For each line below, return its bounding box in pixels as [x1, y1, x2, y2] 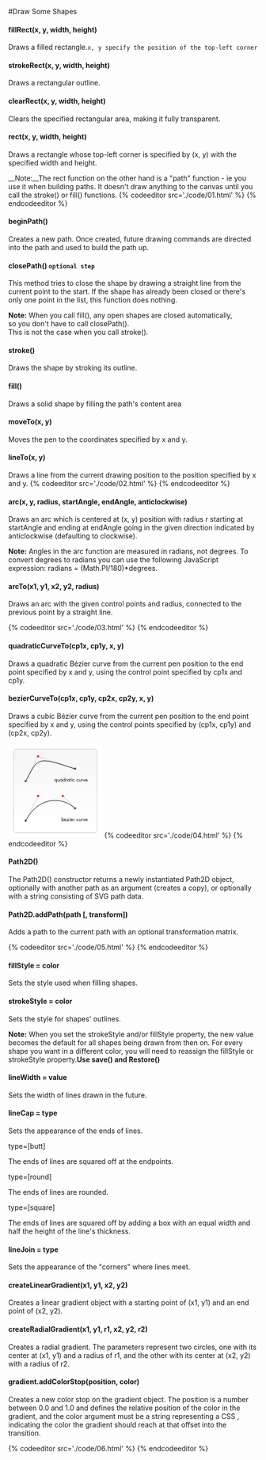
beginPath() [8, 217, 48, 226]
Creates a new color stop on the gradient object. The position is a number [8, 1394, 249, 1404]
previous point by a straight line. [8, 607, 113, 617]
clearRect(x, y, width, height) [8, 97, 106, 105]
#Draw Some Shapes [8, 7, 78, 16]
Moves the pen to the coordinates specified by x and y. [8, 435, 188, 444]
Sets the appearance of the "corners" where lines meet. [8, 1262, 191, 1272]
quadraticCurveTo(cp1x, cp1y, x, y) [8, 641, 124, 651]
